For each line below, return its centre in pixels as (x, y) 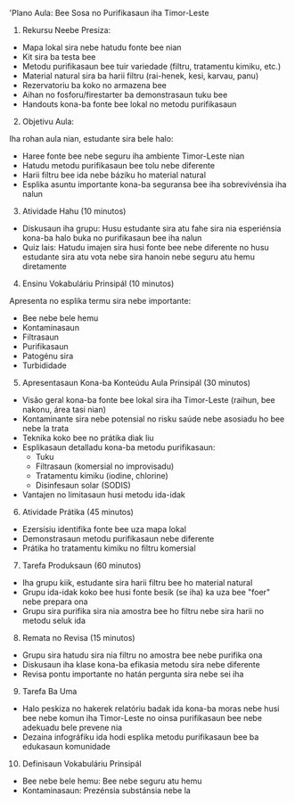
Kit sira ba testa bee (59, 57)
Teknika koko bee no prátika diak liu (88, 438)
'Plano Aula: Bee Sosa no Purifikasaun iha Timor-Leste (109, 13)
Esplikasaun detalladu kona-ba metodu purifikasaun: (119, 447)
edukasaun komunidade (66, 746)
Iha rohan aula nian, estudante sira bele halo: (91, 139)
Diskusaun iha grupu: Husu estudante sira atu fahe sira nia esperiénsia (152, 228)
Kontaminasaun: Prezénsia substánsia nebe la (107, 791)
